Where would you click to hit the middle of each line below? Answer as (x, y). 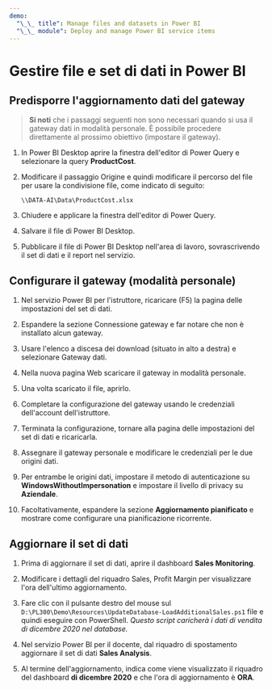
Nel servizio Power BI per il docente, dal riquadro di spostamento (129, 644)
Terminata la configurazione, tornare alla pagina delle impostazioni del (138, 428)
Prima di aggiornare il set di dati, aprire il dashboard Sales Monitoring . (138, 563)
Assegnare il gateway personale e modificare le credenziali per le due (137, 452)
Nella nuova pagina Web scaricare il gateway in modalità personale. (133, 373)
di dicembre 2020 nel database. (74, 629)
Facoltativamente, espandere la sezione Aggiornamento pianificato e (137, 510)
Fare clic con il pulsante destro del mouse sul (96, 603)
